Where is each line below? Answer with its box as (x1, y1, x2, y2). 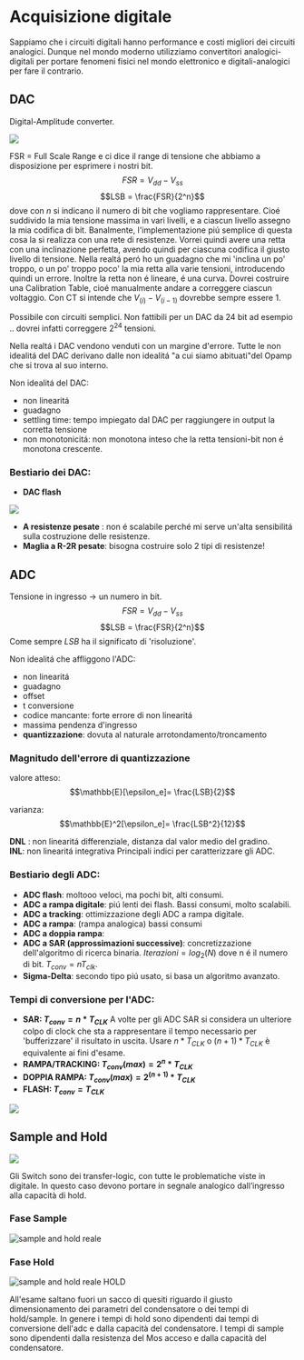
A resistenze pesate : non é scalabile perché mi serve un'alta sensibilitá (22, 521, 293, 533)
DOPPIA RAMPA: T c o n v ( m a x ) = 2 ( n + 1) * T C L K (22, 1070, 196, 1085)
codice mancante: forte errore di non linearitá (22, 709, 193, 720)
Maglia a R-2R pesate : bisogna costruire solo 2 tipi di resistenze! (22, 541, 266, 552)
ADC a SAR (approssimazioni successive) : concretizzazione (22, 937, 252, 948)
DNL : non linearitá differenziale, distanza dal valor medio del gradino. (9, 836, 270, 847)
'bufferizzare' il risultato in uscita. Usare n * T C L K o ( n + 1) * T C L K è (22, 1035, 270, 1048)
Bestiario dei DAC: (9, 465, 92, 478)
